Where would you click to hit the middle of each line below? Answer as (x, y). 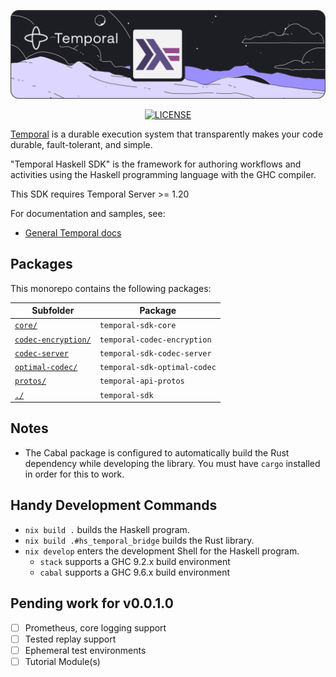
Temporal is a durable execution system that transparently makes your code (167, 134)
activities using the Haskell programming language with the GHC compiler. (163, 174)
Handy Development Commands (114, 505)
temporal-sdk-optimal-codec (158, 368)
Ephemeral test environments (85, 650)
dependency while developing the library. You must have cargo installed (172, 463)
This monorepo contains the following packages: (111, 288)
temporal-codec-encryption (155, 340)
